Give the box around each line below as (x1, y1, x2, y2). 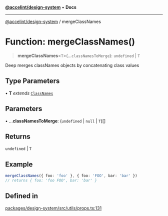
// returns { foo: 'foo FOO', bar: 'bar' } (5, 178, 97, 183)
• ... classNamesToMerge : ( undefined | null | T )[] (5, 117, 106, 124)
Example (5, 160, 33, 168)
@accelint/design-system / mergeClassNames (5, 18, 101, 24)
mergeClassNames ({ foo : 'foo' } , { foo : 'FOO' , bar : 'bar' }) (5, 173, 137, 178)
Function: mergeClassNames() (5, 36, 135, 47)
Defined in (5, 192, 38, 200)
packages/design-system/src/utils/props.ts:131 (5, 205, 102, 211)
